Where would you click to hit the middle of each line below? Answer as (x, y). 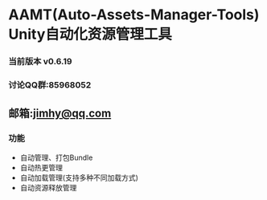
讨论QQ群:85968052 (50, 85)
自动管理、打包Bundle (56, 157)
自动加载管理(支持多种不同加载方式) (79, 178)
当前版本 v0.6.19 (40, 62)
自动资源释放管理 (48, 187)
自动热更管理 (41, 167)
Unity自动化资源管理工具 (90, 35)
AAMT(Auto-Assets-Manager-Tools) (134, 15)
